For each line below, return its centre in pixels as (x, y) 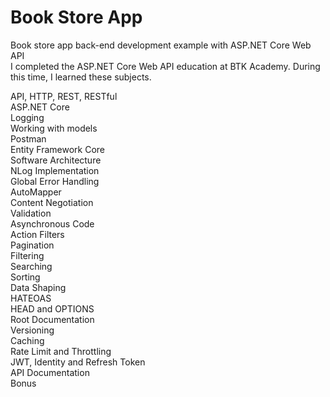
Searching (31, 266)
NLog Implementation (55, 170)
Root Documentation (52, 319)
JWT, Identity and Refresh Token (78, 362)
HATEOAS (31, 298)
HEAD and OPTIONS (52, 308)
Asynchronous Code (52, 223)
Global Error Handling (55, 181)
